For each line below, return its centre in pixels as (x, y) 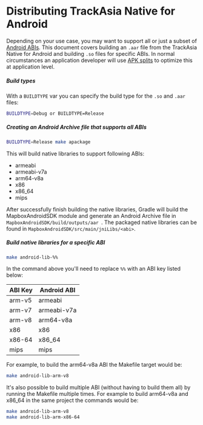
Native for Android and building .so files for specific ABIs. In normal (91, 53)
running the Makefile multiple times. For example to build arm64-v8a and (97, 394)
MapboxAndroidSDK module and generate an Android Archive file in (91, 216)
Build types (21, 81)
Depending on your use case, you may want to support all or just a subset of (101, 41)
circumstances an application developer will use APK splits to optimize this (99, 60)
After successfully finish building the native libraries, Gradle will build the (97, 209)
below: (15, 275)
